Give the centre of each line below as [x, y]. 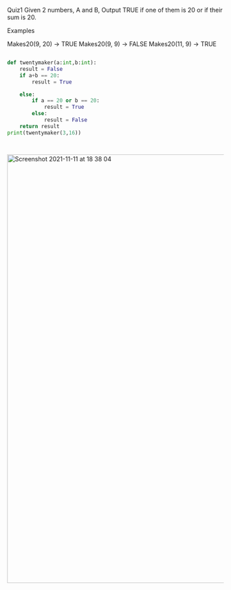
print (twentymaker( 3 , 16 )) [44, 133]
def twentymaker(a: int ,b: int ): [52, 63]
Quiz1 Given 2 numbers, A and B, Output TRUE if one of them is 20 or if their [115, 10]
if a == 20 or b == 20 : [66, 101]
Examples [21, 31]
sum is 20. [22, 17]
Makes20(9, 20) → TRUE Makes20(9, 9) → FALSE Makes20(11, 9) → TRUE [112, 44]
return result [40, 126]
